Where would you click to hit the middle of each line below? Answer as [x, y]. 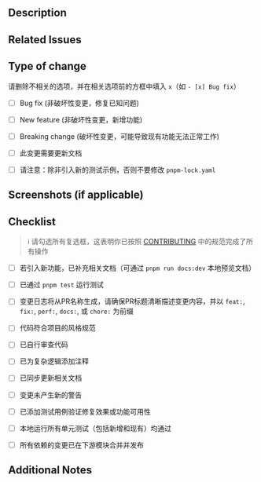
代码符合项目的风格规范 [57, 328]
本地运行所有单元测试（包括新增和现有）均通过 [95, 428]
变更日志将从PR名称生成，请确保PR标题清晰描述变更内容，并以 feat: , [132, 301]
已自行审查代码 [44, 345]
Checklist [32, 222]
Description [37, 13]
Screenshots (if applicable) [76, 195]
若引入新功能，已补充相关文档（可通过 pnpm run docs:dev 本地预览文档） [138, 268]
